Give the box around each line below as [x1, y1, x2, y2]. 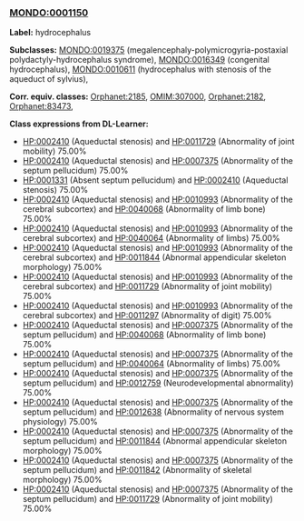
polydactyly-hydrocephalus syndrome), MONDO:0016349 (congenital [9, 55, 270, 65]
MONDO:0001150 [9, 6, 89, 19]
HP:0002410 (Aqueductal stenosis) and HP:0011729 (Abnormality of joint [22, 136, 295, 147]
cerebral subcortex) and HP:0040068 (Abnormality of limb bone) [22, 204, 266, 215]
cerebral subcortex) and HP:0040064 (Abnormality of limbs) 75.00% [22, 233, 280, 244]
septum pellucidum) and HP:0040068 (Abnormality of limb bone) [22, 329, 267, 340]
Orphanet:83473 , [9, 101, 74, 112]
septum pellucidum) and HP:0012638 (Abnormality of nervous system [22, 406, 284, 417]
